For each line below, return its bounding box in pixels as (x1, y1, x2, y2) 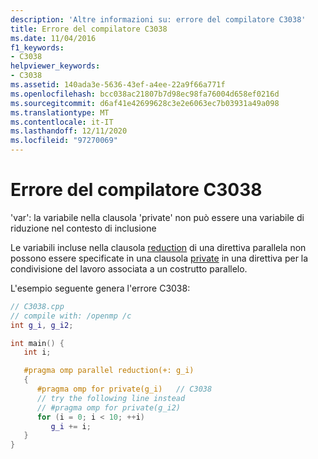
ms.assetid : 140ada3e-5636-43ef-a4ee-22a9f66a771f (10, 80, 226, 90)
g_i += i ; (50, 421, 92, 431)
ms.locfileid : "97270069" (10, 136, 118, 146)
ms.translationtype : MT (10, 107, 110, 118)
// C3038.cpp (10, 301, 65, 311)
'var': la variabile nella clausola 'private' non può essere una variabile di (10, 211, 305, 223)
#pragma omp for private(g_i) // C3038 (36, 384, 213, 395)
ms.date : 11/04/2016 (10, 33, 97, 43)
